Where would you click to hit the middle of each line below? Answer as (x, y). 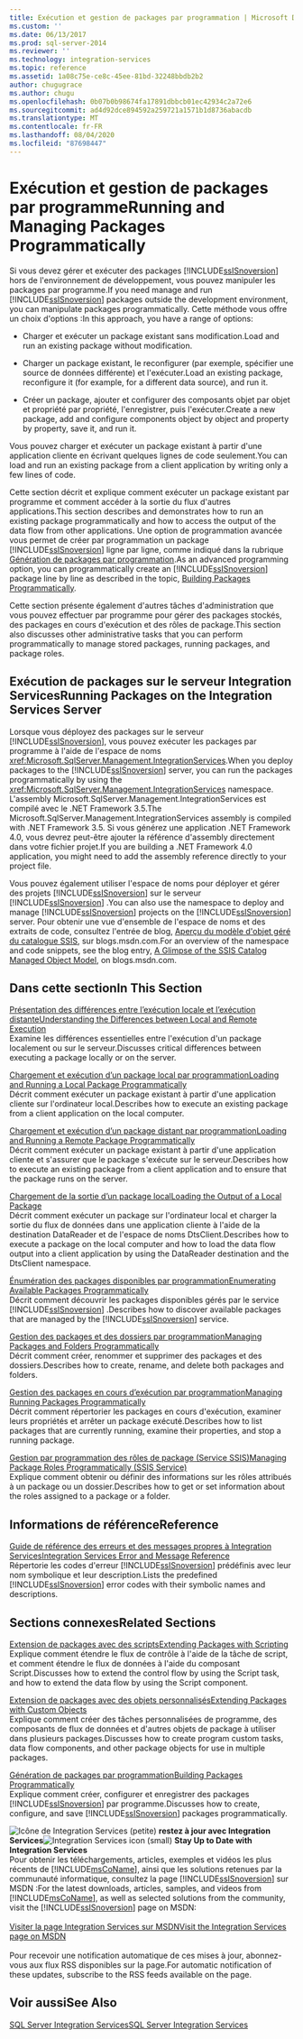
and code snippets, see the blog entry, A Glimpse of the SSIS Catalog (138, 950)
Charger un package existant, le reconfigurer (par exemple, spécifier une (158, 363)
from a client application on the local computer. (97, 1114)
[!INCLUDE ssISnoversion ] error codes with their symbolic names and (138, 1584)
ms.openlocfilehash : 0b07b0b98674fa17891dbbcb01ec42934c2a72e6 (131, 101)
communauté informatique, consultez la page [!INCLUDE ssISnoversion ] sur (149, 1878)
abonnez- (264, 1955)
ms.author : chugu (42, 93)
